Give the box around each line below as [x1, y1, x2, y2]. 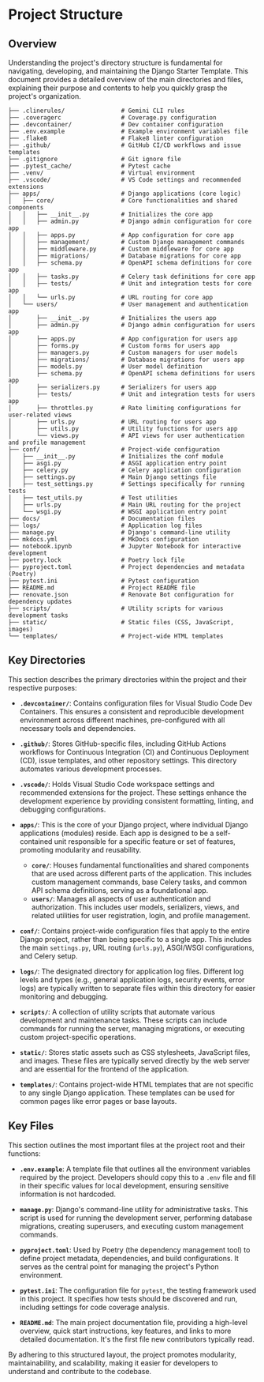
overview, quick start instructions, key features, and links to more [19, 1326, 232, 1335]
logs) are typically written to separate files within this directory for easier [19, 983, 256, 992]
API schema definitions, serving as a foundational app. [31, 885, 209, 894]
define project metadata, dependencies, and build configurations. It [19, 1253, 239, 1263]
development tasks [8, 612, 69, 619]
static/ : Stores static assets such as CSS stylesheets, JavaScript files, [19, 1047, 251, 1056]
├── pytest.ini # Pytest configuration [8, 577, 199, 585]
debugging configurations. [19, 804, 106, 814]
